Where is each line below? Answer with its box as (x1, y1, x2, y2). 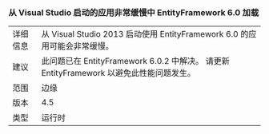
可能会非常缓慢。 (49, 41, 114, 52)
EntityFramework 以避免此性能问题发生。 (41, 68, 196, 79)
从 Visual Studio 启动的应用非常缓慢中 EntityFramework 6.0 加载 (8, 6, 259, 18)
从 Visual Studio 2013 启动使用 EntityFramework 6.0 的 (41, 29, 249, 40)
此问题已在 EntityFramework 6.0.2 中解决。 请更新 (41, 56, 231, 67)
